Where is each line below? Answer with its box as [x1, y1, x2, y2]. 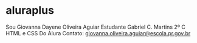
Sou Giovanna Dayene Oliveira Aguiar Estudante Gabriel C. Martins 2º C [5, 23, 186, 30]
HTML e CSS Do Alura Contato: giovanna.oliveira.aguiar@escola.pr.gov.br [5, 29, 191, 36]
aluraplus [5, 4, 54, 17]
